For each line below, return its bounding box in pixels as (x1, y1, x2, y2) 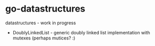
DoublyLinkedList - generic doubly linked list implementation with (12, 29, 150, 35)
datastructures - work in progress (5, 20, 76, 26)
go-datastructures (5, 3, 86, 15)
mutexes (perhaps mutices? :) (12, 35, 75, 41)
